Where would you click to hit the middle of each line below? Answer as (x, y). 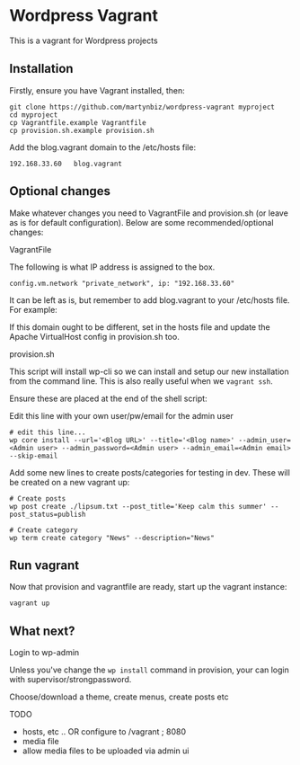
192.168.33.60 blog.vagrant (66, 164)
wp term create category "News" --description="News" (112, 538)
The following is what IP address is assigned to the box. (112, 267)
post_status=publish (48, 514)
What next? (42, 631)
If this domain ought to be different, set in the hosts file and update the (140, 327)
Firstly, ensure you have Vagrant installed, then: (97, 90)
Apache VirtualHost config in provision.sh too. (94, 336)
